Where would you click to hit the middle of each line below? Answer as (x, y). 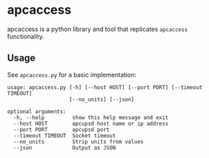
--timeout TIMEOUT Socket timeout (65, 136)
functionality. (26, 36)
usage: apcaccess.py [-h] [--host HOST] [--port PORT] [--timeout (105, 87)
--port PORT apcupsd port (62, 130)
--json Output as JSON (65, 148)
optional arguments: (37, 111)
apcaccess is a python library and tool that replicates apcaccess (98, 29)
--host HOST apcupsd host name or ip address (91, 124)
